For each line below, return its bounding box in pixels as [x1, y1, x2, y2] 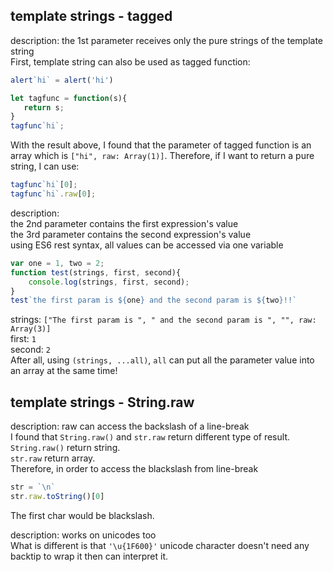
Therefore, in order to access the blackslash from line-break [10, 463, 259, 475]
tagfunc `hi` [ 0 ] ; [10, 180, 78, 190]
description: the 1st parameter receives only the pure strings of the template [10, 34, 324, 46]
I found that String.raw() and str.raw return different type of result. [10, 431, 290, 443]
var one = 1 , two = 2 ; [10, 258, 105, 268]
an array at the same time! [10, 365, 118, 377]
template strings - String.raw [10, 394, 195, 411]
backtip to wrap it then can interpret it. [10, 550, 168, 562]
